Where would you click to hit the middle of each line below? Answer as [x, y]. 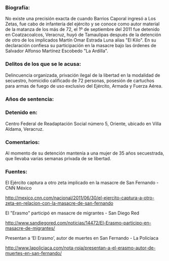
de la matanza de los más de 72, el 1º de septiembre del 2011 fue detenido [82, 29]
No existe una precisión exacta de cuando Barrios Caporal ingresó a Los [80, 19]
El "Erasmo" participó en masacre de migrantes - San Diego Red [72, 213]
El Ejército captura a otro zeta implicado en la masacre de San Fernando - [82, 183]
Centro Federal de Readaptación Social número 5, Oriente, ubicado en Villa [83, 124]
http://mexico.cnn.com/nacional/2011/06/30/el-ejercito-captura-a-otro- [80, 198]
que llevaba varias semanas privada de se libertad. [58, 159]
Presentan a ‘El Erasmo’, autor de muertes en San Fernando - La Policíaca [82, 238]
